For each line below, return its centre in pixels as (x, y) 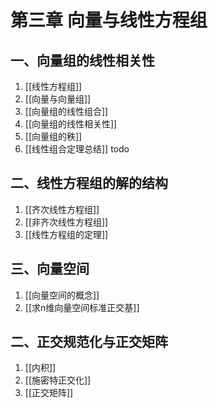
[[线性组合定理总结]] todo (77, 149)
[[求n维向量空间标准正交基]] (82, 307)
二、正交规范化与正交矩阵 (89, 342)
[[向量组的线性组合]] (66, 111)
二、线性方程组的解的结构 (89, 183)
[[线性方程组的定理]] (66, 234)
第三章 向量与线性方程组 (109, 20)
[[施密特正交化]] (58, 380)
